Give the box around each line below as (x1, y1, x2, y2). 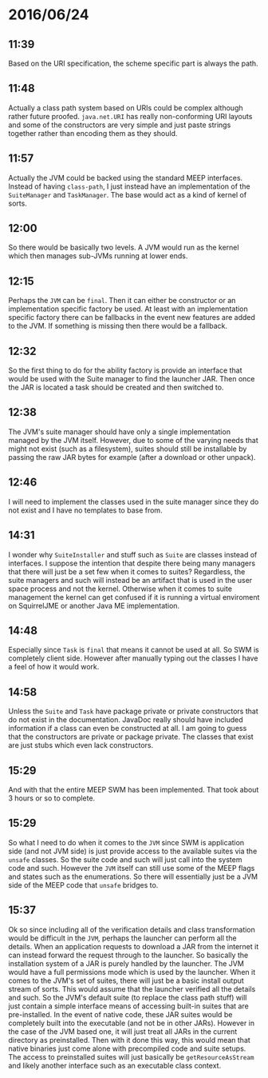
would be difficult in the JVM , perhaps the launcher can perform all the (8, 933, 237, 943)
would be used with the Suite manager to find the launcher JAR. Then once (8, 374, 255, 384)
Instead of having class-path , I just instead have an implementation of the (8, 182, 250, 191)
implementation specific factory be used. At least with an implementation (8, 304, 249, 313)
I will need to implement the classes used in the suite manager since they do (8, 497, 259, 506)
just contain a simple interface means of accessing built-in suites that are (8, 1001, 249, 1011)
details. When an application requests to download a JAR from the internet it (8, 941, 259, 951)
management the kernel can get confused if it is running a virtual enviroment (8, 592, 260, 601)
